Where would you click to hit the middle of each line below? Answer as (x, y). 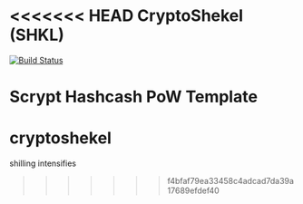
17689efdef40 (193, 190)
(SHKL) (37, 35)
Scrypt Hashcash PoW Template (134, 97)
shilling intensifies (43, 163)
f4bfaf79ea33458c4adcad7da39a (231, 181)
